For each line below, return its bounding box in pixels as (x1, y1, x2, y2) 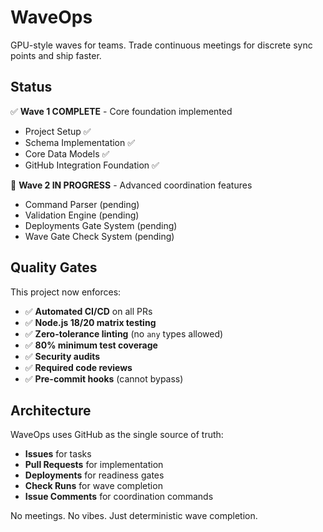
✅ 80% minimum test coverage (24, 339, 158, 351)
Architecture (10, 402, 92, 419)
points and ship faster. (10, 49, 102, 61)
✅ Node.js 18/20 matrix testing (24, 316, 157, 328)
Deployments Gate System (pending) (24, 219, 178, 231)
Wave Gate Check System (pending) (24, 230, 175, 242)
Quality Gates (10, 259, 98, 276)
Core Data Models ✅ (24, 147, 110, 160)
